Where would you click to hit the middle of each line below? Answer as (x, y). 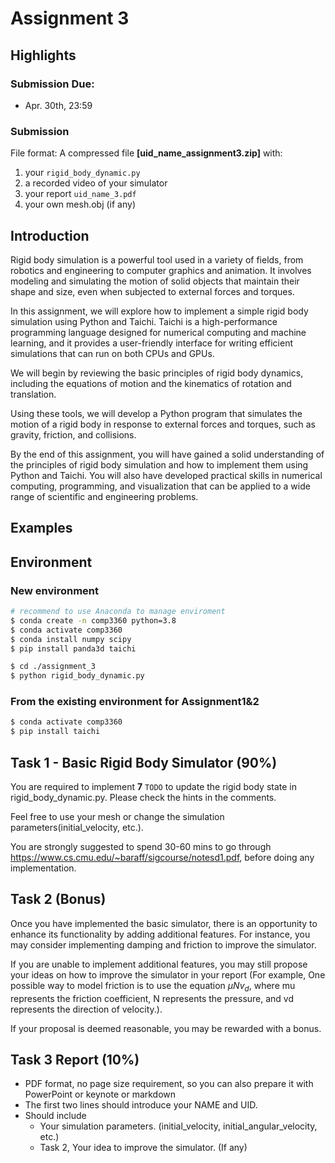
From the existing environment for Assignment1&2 (135, 702)
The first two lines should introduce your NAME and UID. (141, 1105)
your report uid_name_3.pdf (80, 194)
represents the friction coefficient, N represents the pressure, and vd (152, 998)
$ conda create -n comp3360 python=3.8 (93, 620)
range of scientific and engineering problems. (104, 496)
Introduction (50, 235)
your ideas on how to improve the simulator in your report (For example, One (168, 974)
